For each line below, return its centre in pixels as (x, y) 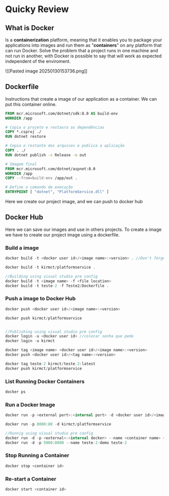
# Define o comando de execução (39, 187)
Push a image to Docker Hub (40, 299)
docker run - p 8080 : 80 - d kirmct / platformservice (58, 424)
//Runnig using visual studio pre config (49, 433)
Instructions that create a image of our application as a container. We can (81, 99)
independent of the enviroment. (38, 61)
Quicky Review (37, 9)
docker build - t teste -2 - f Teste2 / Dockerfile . (57, 286)
